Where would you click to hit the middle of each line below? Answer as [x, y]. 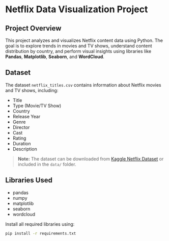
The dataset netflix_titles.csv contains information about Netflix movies [83, 85]
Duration [22, 143]
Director [21, 127]
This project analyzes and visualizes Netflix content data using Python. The [84, 40]
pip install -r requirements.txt [41, 233]
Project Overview [33, 28]
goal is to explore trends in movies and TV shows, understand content [79, 46]
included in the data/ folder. [47, 164]
